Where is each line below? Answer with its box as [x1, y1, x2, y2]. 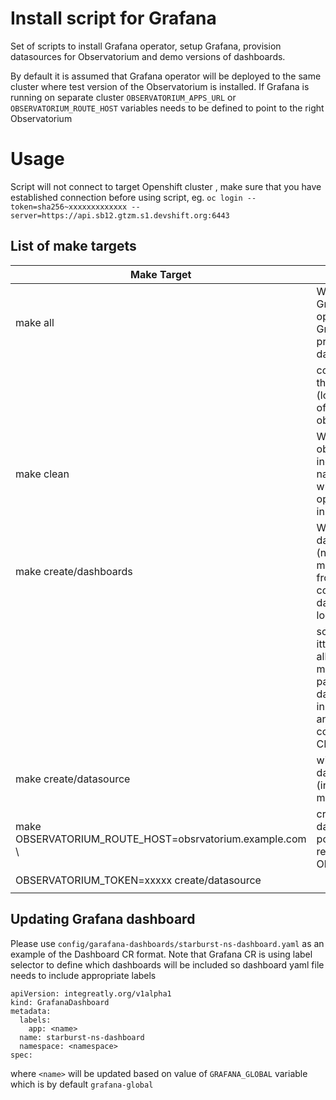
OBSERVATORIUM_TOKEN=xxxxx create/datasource [15, 873, 262, 887]
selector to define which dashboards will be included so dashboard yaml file [10, 958, 325, 971]
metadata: [10, 1006, 52, 1016]
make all [15, 315, 55, 329]
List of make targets [10, 238, 137, 255]
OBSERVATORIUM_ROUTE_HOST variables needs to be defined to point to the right [10, 102, 325, 114]
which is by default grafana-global [10, 1078, 154, 1090]
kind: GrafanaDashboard [10, 997, 110, 1007]
